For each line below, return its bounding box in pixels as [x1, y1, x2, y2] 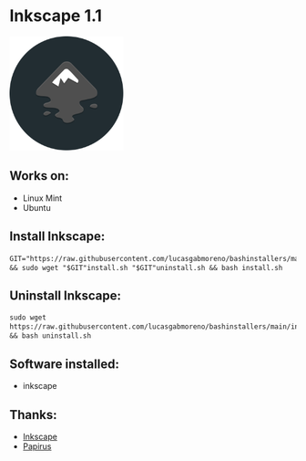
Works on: [9, 168, 70, 183]
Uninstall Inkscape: [9, 288, 121, 303]
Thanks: [9, 407, 57, 423]
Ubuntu [22, 202, 52, 213]
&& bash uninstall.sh [9, 331, 92, 341]
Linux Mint [22, 193, 63, 204]
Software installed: [9, 356, 120, 372]
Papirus [22, 441, 52, 452]
